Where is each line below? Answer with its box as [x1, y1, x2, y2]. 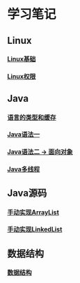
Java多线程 [7, 165, 40, 173]
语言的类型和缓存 [7, 113, 56, 121]
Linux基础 [7, 55, 36, 63]
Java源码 [7, 187, 47, 199]
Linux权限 [7, 72, 36, 80]
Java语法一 [7, 130, 40, 139]
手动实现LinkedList [7, 225, 63, 234]
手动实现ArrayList [7, 208, 59, 216]
